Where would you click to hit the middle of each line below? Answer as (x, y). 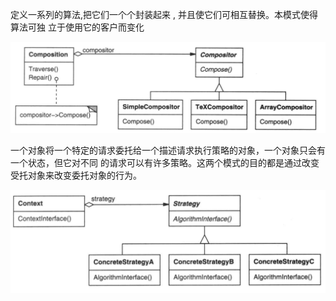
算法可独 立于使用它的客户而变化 (77, 27)
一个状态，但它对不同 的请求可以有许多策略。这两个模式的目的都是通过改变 (165, 163)
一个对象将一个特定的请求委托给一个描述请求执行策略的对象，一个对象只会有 (168, 150)
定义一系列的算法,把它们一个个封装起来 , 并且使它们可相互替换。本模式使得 (164, 14)
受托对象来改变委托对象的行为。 (76, 175)
